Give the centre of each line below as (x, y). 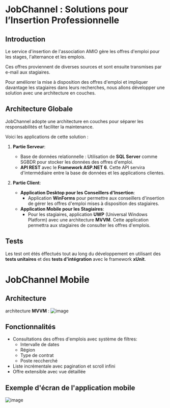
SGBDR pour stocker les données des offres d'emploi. (77, 162)
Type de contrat (37, 355)
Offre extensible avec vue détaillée (49, 372)
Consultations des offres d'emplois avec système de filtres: (75, 339)
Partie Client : (27, 183)
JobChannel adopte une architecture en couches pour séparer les (74, 121)
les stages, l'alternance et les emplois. (45, 57)
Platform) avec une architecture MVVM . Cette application (88, 220)
